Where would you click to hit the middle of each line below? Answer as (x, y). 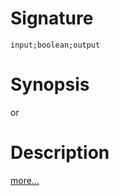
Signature (52, 18)
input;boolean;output (55, 45)
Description (60, 153)
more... (25, 180)
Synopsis (50, 84)
